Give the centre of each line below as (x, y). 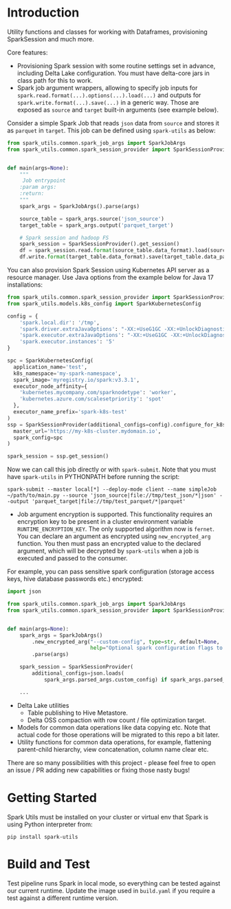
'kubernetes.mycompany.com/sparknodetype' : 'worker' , (98, 393)
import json (24, 592)
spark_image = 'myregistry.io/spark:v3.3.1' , (76, 380)
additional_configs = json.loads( (78, 673)
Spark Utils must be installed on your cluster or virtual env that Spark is (108, 817)
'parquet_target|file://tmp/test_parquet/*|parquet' (109, 502)
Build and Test (49, 864)
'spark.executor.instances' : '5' (67, 342)
